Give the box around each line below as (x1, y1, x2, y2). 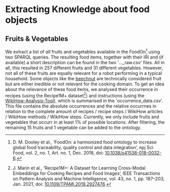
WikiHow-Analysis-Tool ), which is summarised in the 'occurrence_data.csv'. (5, 98, 163, 104)
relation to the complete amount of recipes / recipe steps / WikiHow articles (5, 109, 163, 115)
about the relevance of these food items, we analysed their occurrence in (5, 86, 158, 92)
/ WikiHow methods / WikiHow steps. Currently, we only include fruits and (5, 114, 159, 120)
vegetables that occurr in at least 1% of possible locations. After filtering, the (5, 119, 165, 125)
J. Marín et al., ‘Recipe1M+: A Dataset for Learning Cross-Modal (12, 165, 146, 171)
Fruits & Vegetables (5, 34, 68, 43)
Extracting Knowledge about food (5, 4, 150, 15)
